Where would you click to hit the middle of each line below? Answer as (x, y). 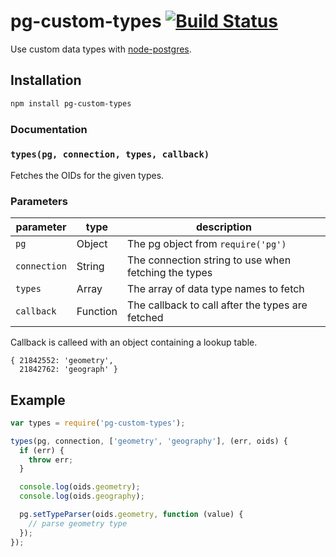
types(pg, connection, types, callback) (110, 154)
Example (38, 400)
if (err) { (42, 450)
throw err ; (51, 460)
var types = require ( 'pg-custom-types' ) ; (98, 423)
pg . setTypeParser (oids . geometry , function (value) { (131, 515)
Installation (46, 80)
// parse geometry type (78, 523)
